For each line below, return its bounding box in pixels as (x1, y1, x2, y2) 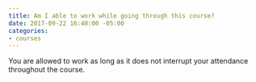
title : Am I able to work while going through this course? (8, 11, 216, 20)
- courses (8, 34, 42, 43)
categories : (8, 27, 48, 35)
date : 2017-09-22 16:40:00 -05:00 (8, 19, 125, 27)
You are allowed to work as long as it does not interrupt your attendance (8, 56, 249, 66)
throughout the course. (8, 65, 86, 75)
